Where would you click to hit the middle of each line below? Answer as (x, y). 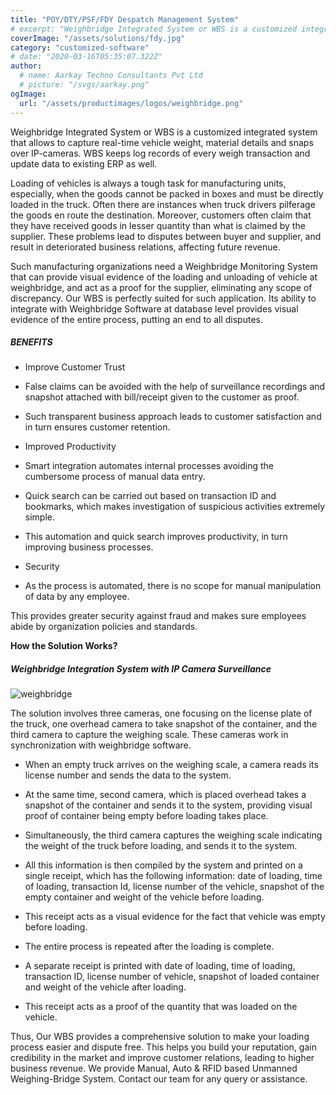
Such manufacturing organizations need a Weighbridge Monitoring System (164, 266)
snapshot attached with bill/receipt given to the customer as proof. (162, 397)
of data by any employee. (77, 597)
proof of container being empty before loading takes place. (146, 816)
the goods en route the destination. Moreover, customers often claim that (161, 215)
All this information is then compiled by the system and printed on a (163, 865)
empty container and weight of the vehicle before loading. (144, 897)
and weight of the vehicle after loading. (105, 987)
